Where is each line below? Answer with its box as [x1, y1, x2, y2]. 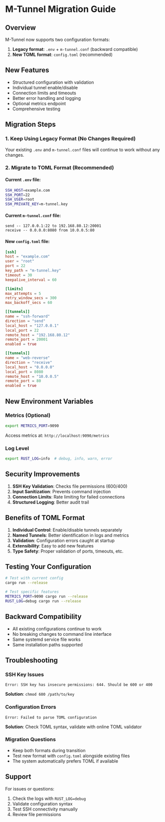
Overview [5, 23, 36, 32]
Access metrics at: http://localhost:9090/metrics [5, 432, 110, 438]
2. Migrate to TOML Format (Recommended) [5, 164, 114, 171]
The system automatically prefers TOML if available [12, 758, 119, 764]
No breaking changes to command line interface [12, 631, 112, 637]
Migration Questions [5, 736, 56, 743]
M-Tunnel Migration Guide [5, 3, 116, 15]
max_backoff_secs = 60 [5, 300, 52, 305]
